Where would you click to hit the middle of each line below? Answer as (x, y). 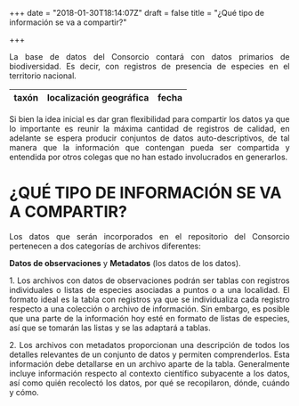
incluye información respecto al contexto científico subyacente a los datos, (149, 373)
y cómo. (24, 392)
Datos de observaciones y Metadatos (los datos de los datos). (125, 263)
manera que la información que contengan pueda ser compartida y (149, 147)
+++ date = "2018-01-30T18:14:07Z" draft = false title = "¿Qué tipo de (137, 13)
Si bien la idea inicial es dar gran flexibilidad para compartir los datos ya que (149, 119)
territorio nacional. (43, 76)
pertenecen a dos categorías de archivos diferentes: (105, 246)
